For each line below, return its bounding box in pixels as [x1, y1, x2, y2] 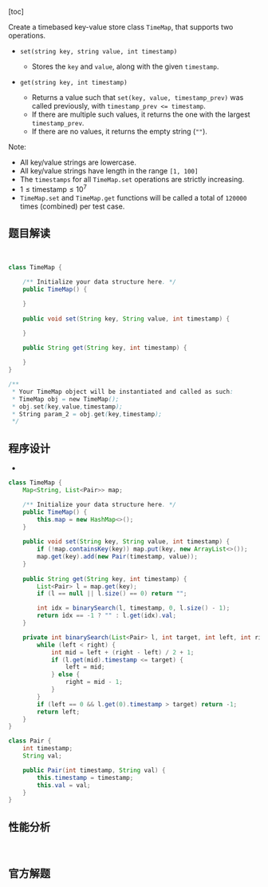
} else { [50, 670, 81, 678]
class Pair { [8, 737, 52, 746]
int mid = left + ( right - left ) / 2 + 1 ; [50, 648, 195, 656]
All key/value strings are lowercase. [19, 157, 137, 167]
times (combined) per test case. [19, 201, 125, 211]
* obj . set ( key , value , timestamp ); [11, 403, 124, 411]
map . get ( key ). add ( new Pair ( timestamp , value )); [37, 553, 198, 561]
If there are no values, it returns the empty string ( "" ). [31, 127, 207, 136]
